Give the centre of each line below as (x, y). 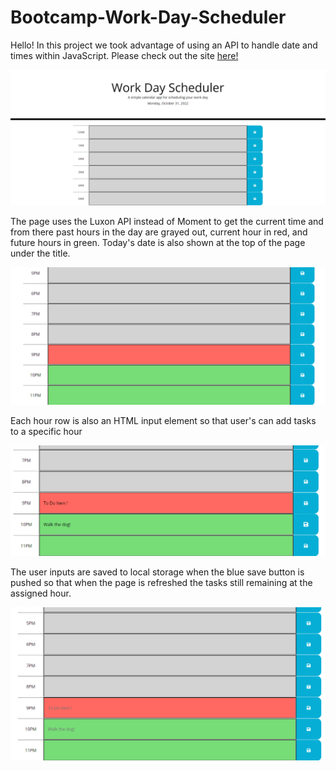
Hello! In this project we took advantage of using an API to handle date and (164, 45)
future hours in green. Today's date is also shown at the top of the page (158, 242)
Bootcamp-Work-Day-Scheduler (148, 17)
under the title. (40, 253)
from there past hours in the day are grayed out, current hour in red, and (159, 232)
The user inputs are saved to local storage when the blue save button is (157, 572)
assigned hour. (41, 593)
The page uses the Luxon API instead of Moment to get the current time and (167, 221)
